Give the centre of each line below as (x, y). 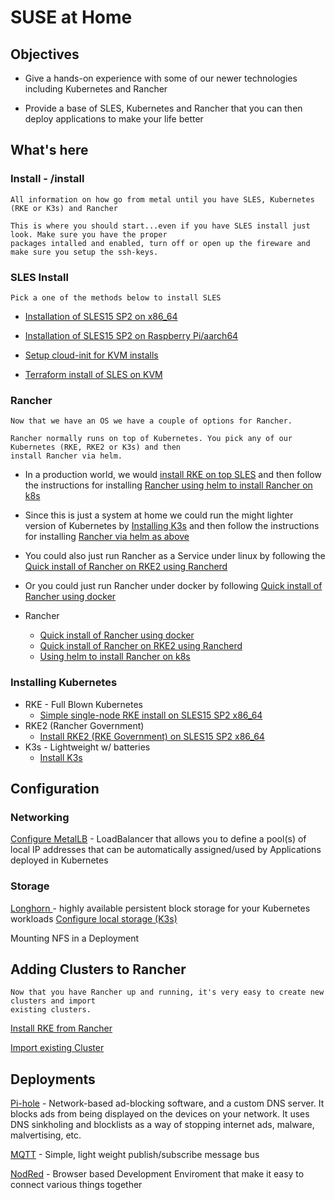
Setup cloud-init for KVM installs (91, 355)
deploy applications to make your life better (114, 119)
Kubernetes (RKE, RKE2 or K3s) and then (96, 447)
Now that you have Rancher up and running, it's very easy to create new (167, 992)
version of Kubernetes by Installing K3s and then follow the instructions (172, 526)
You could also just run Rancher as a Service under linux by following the (175, 556)
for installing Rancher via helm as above (107, 537)
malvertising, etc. (46, 1135)
